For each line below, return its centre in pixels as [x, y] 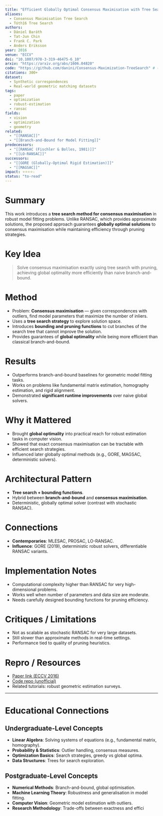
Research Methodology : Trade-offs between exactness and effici [78, 808]
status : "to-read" [24, 177]
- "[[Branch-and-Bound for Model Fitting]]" [55, 140]
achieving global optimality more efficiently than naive [71, 273]
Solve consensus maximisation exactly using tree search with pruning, [87, 267]
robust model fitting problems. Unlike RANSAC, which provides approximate [81, 219]
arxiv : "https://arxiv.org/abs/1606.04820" [50, 64]
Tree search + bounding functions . [48, 492]
